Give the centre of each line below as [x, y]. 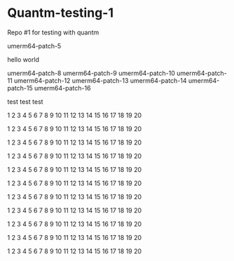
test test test [25, 101]
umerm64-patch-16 [62, 88]
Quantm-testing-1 [61, 13]
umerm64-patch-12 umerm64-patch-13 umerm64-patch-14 [100, 80]
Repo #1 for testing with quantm [53, 32]
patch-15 [20, 88]
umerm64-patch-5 [34, 46]
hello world [23, 59]
